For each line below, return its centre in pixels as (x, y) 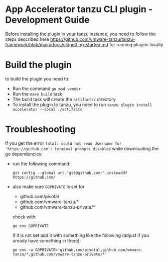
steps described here (27, 39)
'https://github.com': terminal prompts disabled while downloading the (82, 148)
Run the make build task (37, 94)
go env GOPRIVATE (31, 226)
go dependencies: (24, 154)
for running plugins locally (136, 44)
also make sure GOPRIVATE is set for (48, 187)
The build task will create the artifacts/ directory (64, 99)
